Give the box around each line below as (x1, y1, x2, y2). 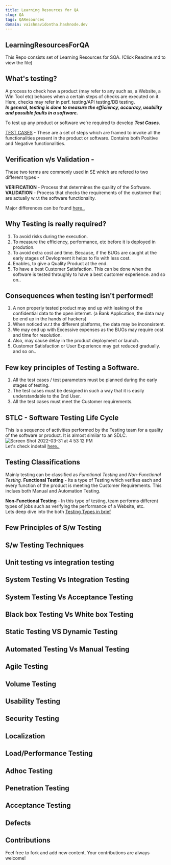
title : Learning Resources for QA (5, 7, 79, 13)
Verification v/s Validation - (5, 155, 94, 164)
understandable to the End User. (12, 393, 81, 399)
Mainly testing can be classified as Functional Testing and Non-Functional (5, 471, 161, 478)
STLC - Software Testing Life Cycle (5, 413, 119, 422)
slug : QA (5, 12, 24, 17)
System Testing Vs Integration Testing (5, 575, 130, 584)
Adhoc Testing (5, 766, 53, 775)
